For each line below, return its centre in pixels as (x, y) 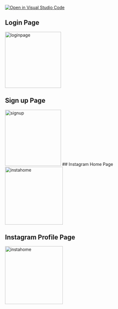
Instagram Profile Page (40, 237)
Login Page (22, 23)
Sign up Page (25, 101)
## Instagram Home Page (88, 164)
